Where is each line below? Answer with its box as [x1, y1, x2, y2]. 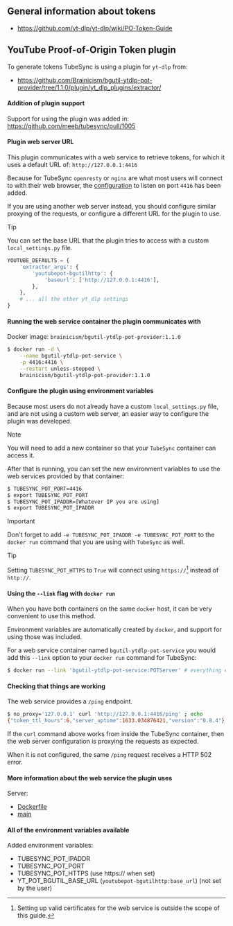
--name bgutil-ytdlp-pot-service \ [19, 353, 123, 360]
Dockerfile [17, 803, 47, 811]
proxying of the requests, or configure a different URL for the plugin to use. [7, 209, 222, 218]
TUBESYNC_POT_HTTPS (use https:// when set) [17, 869, 155, 877]
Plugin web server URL [7, 138, 74, 146]
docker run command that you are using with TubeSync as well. [7, 538, 185, 546]
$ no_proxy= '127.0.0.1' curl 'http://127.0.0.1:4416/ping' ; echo [7, 710, 203, 718]
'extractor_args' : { [19, 263, 79, 270]
